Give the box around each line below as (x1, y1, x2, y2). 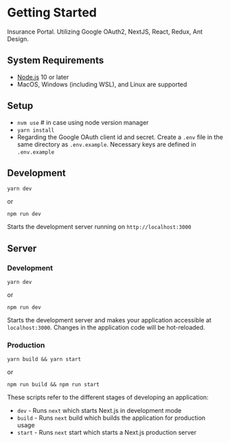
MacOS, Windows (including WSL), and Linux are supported (16, 80, 187, 88)
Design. (7, 34, 29, 43)
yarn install (16, 127, 55, 134)
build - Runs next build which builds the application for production (16, 414, 206, 422)
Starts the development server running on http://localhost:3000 (7, 223, 192, 231)
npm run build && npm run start (7, 381, 100, 388)
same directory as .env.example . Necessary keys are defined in (16, 140, 196, 148)
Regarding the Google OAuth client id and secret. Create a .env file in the (16, 132, 223, 141)
